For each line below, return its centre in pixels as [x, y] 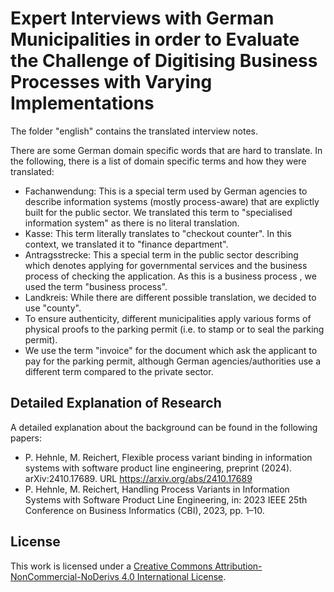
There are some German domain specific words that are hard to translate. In [166, 150]
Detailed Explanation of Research [116, 403]
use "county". [53, 308]
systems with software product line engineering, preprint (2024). [158, 468]
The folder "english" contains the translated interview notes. [134, 131]
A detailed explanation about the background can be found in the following [164, 427]
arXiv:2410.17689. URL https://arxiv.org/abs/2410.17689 [138, 478]
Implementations [82, 103]
